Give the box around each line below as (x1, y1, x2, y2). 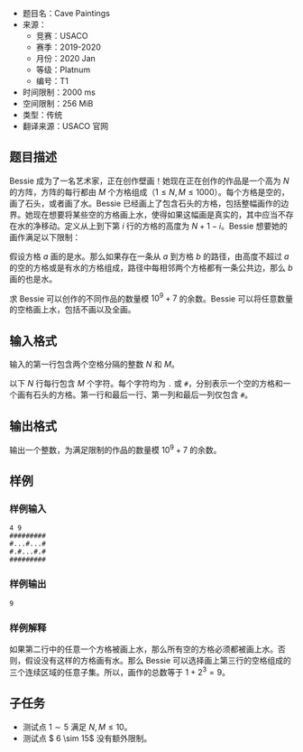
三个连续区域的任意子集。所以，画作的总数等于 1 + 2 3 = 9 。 (9, 665, 230, 677)
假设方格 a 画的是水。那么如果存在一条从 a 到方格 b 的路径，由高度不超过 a (9, 251, 289, 262)
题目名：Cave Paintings (22, 8, 111, 18)
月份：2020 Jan (35, 53, 96, 63)
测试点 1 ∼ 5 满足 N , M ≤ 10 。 (22, 721, 133, 732)
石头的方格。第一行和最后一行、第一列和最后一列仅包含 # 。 (32, 389, 253, 400)
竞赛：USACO (35, 31, 88, 41)
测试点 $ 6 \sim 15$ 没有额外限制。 (22, 732, 152, 743)
